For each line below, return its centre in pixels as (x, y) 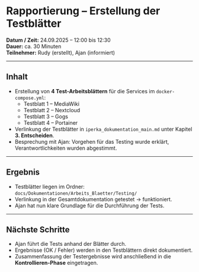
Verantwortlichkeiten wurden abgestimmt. (66, 148)
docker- (166, 91)
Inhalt (17, 77)
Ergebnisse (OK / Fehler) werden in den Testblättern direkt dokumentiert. (104, 250)
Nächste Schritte (38, 230)
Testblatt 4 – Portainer (51, 122)
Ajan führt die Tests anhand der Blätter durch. (70, 244)
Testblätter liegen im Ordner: (49, 186)
